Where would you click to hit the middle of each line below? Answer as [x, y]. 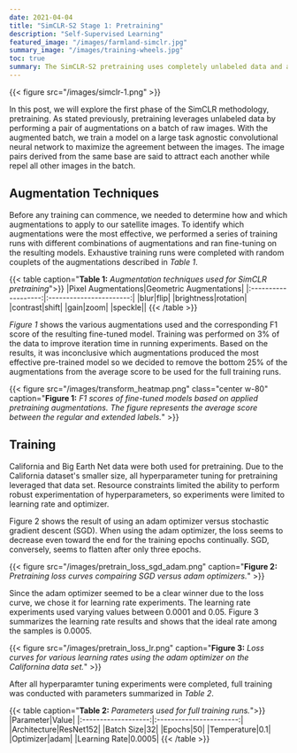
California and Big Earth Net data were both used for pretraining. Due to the [146, 466]
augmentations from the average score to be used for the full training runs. [145, 371]
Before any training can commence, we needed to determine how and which [148, 214]
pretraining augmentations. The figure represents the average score [133, 408]
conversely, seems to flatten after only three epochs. [105, 549]
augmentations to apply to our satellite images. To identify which [127, 224]
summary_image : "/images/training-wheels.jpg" [96, 50]
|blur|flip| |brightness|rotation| [192, 298]
